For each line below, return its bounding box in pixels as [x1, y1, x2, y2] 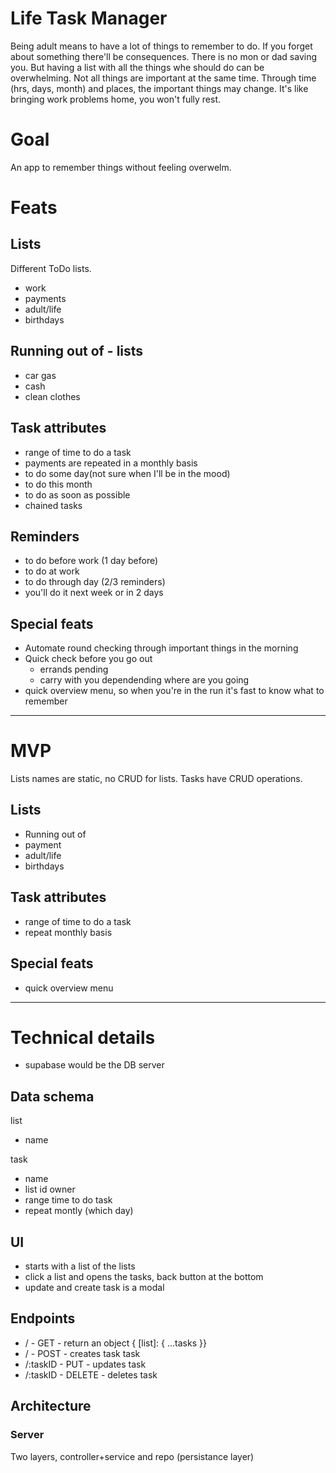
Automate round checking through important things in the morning [24, 642, 299, 654]
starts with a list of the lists [24, 1260, 136, 1272]
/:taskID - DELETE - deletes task [24, 1368, 158, 1381]
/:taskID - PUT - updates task [24, 1358, 147, 1370]
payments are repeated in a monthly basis [24, 457, 198, 469]
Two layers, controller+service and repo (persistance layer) [10, 1450, 255, 1462]
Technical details [10, 1026, 156, 1049]
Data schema [10, 1088, 95, 1105]
